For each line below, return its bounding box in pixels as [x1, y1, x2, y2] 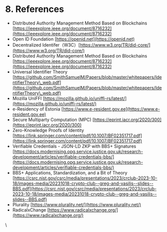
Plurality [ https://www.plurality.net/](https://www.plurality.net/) [12, 201, 141, 207]
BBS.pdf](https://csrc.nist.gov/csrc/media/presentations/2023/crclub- [12, 185, 157, 191]
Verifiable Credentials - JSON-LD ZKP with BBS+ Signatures [12, 143, 136, 149]
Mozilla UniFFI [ [12, 95, 45, 101]
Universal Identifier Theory [12, 68, 68, 74]
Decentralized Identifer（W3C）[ [12, 41, 80, 48]
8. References [5, 3, 64, 15]
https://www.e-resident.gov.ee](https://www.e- [63, 106, 161, 112]
